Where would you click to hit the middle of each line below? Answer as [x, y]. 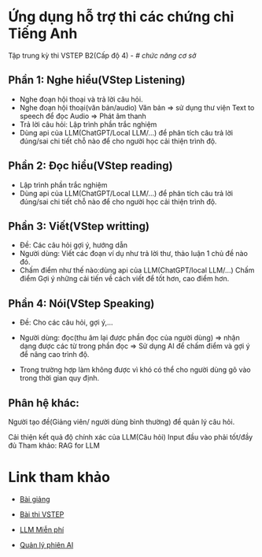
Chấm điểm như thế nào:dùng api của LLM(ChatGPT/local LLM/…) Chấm [137, 270]
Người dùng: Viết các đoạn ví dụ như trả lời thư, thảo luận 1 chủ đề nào [133, 254]
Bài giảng [35, 499]
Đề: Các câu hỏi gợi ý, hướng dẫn [74, 245]
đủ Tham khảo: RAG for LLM [54, 446]
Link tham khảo [59, 477]
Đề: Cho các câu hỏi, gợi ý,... [66, 322]
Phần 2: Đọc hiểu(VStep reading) [90, 166]
